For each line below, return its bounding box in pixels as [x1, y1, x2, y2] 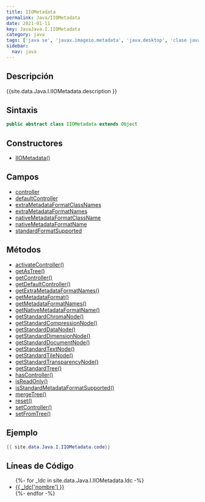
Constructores [6, 138, 63, 148]
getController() [15, 274, 53, 281]
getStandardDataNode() [15, 326, 76, 333]
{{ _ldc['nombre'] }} [15, 483, 65, 491]
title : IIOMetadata [6, 9, 56, 15]
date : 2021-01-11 [6, 20, 51, 26]
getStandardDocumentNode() [15, 339, 90, 346]
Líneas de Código [6, 461, 74, 471]
